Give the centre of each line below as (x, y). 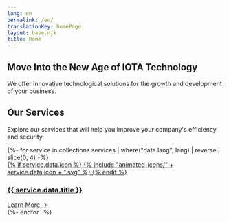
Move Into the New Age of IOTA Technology (102, 67)
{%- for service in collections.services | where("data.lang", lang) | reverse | (114, 150)
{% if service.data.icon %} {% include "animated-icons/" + (90, 164)
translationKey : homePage (44, 26)
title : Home (24, 39)
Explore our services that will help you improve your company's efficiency (112, 129)
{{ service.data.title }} (45, 190)
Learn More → (28, 205)
